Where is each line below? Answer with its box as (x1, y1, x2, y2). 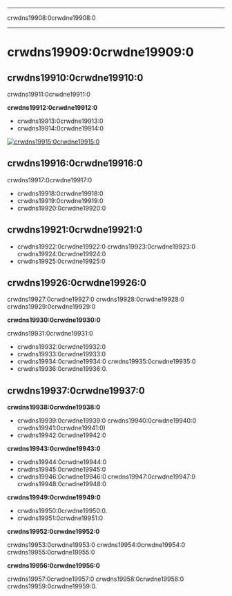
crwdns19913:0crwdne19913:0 (17, 117, 104, 125)
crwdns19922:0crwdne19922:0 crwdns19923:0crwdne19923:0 (17, 242, 195, 251)
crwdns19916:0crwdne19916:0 (7, 157, 143, 169)
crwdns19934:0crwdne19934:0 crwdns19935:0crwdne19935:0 (17, 357, 196, 366)
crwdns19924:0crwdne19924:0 (17, 249, 106, 258)
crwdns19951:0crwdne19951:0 (17, 514, 104, 522)
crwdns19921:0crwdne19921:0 (7, 224, 143, 235)
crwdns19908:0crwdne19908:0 (7, 14, 96, 21)
